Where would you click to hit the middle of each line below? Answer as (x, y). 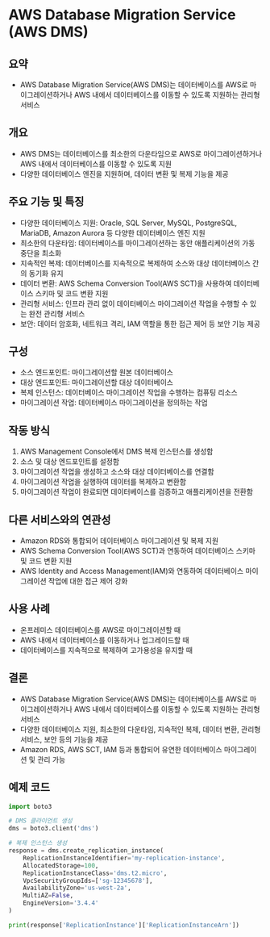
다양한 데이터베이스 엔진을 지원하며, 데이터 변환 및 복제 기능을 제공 (124, 174)
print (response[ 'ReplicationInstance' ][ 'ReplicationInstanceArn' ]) (124, 925)
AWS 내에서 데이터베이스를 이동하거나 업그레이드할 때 (104, 640)
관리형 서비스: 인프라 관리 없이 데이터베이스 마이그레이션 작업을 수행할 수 (134, 303)
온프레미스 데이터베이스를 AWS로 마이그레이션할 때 (100, 630)
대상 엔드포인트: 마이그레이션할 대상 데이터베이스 (96, 383)
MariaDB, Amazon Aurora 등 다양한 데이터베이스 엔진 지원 (112, 232)
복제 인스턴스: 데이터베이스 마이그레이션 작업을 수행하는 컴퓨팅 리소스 (129, 392)
